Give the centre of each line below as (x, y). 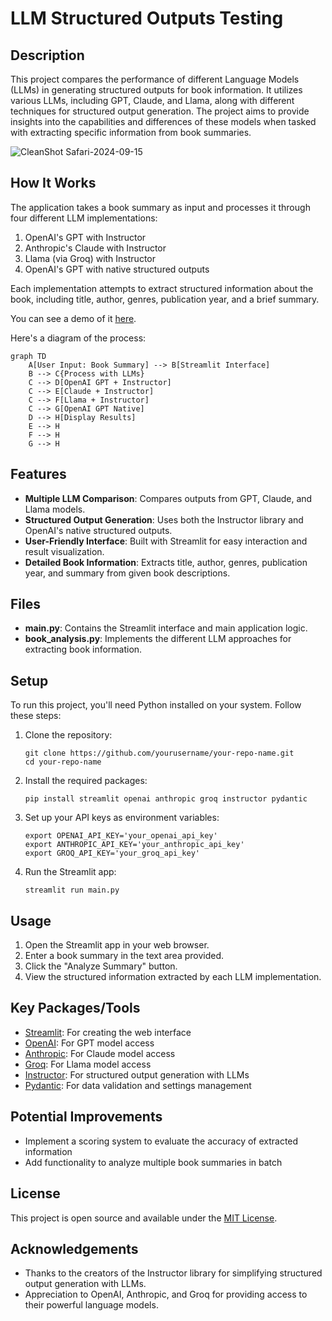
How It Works (53, 183)
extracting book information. (83, 649)
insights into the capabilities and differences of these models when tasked (163, 121)
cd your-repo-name (63, 762)
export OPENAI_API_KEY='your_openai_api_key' (121, 836)
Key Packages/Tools (75, 1008)
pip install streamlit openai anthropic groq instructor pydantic (166, 799)
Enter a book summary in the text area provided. (124, 956)
